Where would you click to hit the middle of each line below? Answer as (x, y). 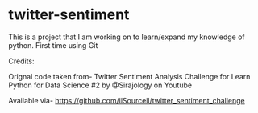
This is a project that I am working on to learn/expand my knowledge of (127, 37)
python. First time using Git (53, 45)
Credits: (21, 61)
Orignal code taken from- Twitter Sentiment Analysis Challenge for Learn (129, 76)
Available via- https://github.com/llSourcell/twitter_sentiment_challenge (127, 100)
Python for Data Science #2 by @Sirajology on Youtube (100, 85)
